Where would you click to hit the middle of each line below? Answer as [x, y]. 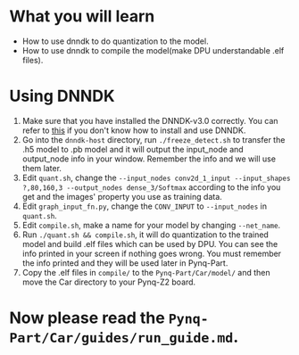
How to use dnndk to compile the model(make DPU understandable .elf [153, 50]
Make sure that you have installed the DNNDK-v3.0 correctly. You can [150, 120]
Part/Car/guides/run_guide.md [121, 338]
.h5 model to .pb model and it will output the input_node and [133, 149]
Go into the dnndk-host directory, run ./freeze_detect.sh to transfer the [154, 139]
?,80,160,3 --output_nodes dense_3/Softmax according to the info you [151, 187]
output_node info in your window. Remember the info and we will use [149, 159]
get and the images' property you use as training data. [122, 196]
